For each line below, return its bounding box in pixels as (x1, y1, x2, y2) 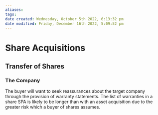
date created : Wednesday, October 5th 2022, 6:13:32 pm (5, 16, 124, 21)
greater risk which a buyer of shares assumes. (5, 104, 101, 110)
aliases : (5, 7, 23, 12)
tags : (5, 12, 16, 17)
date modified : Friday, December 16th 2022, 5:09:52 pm (5, 21, 124, 26)
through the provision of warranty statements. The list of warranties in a (5, 94, 153, 100)
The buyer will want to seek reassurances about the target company (5, 88, 146, 94)
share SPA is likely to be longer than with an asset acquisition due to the (5, 99, 153, 105)
